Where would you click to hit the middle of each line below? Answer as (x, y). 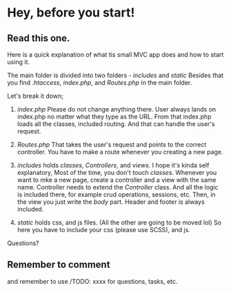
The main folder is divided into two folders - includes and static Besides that (115, 75)
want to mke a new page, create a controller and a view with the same (117, 180)
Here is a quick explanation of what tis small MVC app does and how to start (115, 54)
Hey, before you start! (71, 13)
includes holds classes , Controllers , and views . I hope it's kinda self (113, 165)
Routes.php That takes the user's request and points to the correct (112, 145)
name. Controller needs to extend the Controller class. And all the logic (118, 187)
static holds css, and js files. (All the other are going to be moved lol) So (119, 222)
